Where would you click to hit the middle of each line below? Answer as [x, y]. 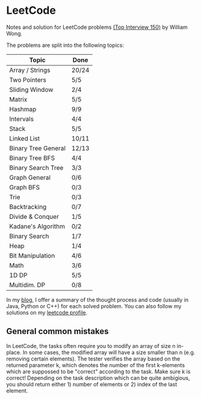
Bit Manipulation [32, 255]
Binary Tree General [38, 148]
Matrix [18, 99]
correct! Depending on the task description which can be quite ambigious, [98, 378]
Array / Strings [30, 70]
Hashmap [23, 109]
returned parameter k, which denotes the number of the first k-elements [96, 365]
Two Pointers [28, 80]
